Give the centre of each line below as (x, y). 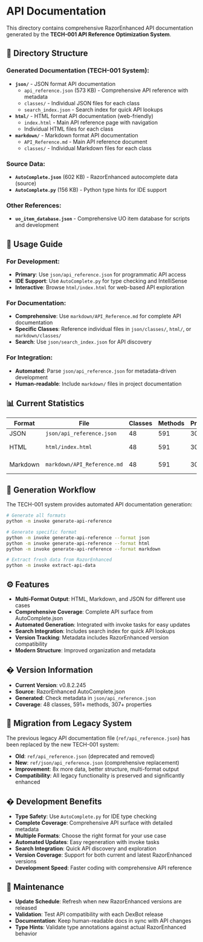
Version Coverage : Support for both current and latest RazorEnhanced (103, 855)
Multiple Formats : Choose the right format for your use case (91, 836)
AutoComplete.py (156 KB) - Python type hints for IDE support (91, 189)
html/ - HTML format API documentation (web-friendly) (84, 116)
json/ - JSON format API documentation (65, 83)
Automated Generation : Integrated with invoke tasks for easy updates (102, 624)
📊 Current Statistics (45, 403)
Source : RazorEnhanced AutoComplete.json (70, 692)
